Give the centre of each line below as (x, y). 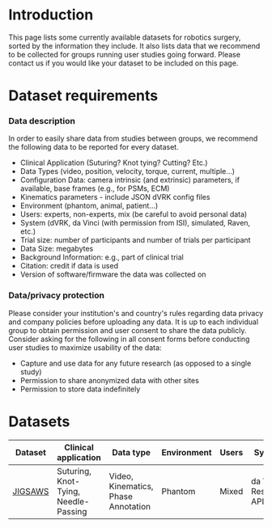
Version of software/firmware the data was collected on (113, 275)
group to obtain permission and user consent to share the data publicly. (127, 330)
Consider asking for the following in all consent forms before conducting (129, 339)
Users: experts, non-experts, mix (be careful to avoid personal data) (134, 214)
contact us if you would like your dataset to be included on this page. (123, 63)
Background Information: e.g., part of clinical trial (102, 257)
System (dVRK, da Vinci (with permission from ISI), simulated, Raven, (135, 223)
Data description (42, 121)
